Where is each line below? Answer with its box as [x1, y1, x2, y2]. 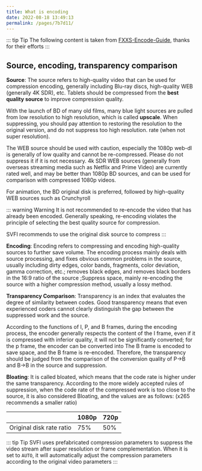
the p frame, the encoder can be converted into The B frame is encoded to [6, 343, 191, 350]
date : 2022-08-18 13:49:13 [6, 14, 74, 20]
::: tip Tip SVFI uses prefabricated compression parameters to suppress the [6, 439, 193, 446]
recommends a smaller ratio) [6, 399, 78, 407]
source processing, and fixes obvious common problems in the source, [6, 255, 182, 263]
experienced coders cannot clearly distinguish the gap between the [6, 305, 174, 313]
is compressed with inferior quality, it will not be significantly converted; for [6, 336, 193, 343]
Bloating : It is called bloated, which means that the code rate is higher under [6, 373, 196, 381]
